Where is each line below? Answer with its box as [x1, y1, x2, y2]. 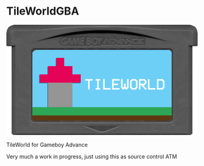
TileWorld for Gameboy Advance [6, 141, 88, 148]
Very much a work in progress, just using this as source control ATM [6, 153, 177, 161]
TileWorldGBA [6, 4, 80, 18]
